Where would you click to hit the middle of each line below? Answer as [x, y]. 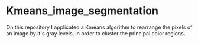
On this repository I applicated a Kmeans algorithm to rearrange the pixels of [99, 27]
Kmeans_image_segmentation [82, 11]
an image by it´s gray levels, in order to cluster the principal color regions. [96, 33]
